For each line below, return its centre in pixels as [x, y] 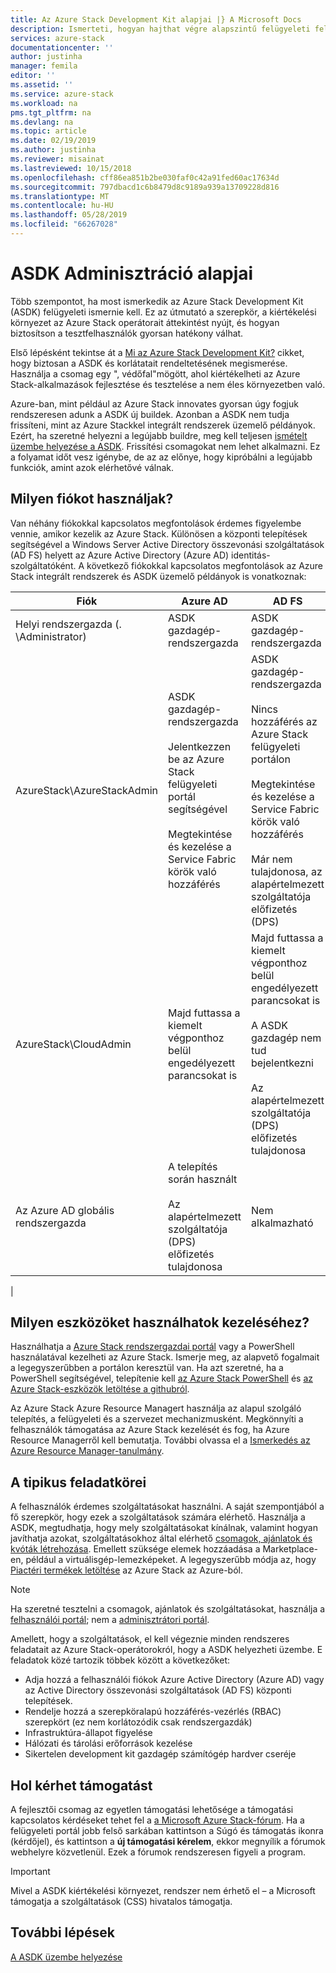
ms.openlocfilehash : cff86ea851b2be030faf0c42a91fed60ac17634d [145, 177]
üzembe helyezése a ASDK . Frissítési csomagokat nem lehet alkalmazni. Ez [165, 446]
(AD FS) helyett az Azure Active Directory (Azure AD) [120, 555]
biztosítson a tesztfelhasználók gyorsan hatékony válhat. [127, 333]
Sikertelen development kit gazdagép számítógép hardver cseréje [160, 1754]
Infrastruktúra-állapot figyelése [88, 1733]
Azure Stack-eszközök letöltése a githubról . [100, 1389]
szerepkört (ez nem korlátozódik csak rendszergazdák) [138, 1722]
